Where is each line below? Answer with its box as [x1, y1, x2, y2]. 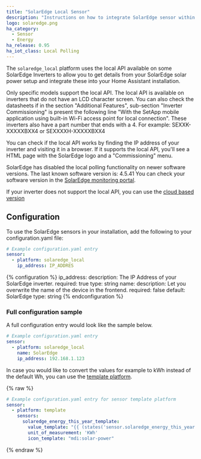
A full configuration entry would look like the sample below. [6, 322, 153, 329]
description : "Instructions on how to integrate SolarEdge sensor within [6, 14, 196, 20]
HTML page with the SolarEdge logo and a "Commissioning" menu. [6, 152, 173, 159]
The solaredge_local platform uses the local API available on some [6, 64, 173, 72]
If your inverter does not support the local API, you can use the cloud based [6, 188, 194, 195]
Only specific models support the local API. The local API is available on [6, 89, 185, 96]
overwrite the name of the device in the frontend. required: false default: [6, 287, 185, 294]
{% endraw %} [6, 446, 43, 454]
